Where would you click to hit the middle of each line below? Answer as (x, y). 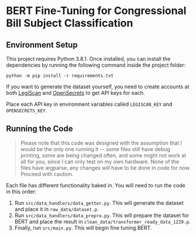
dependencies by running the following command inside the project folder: (96, 65)
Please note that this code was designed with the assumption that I (101, 143)
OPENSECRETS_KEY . (27, 110)
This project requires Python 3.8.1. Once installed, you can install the (88, 59)
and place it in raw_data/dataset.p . (56, 209)
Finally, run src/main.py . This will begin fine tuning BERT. (83, 228)
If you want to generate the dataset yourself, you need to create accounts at (98, 87)
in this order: (21, 191)
